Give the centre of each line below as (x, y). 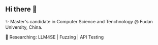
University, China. (24, 27)
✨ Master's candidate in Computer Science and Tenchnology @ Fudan (79, 21)
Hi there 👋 (21, 9)
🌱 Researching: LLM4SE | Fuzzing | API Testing (55, 37)
